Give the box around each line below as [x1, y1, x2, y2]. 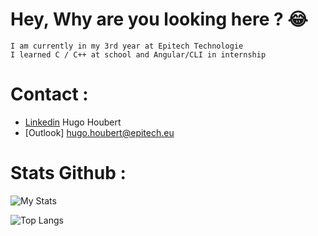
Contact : [10, 83, 89, 106]
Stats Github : [10, 162, 127, 185]
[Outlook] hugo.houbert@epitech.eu [24, 126, 175, 138]
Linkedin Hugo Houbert [24, 116, 122, 128]
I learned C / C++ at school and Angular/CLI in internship [10, 49, 267, 60]
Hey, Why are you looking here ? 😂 [10, 8, 309, 31]
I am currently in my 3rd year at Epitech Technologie [10, 41, 244, 51]
